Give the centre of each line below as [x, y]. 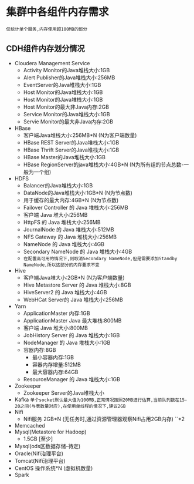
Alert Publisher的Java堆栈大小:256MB [69, 78]
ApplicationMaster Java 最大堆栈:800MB [72, 320]
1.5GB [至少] [38, 439]
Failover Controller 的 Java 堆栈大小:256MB [76, 207]
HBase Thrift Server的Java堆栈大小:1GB [71, 150]
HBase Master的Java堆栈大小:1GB [64, 157]
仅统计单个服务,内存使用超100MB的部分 [47, 29]
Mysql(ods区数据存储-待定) [47, 446]
